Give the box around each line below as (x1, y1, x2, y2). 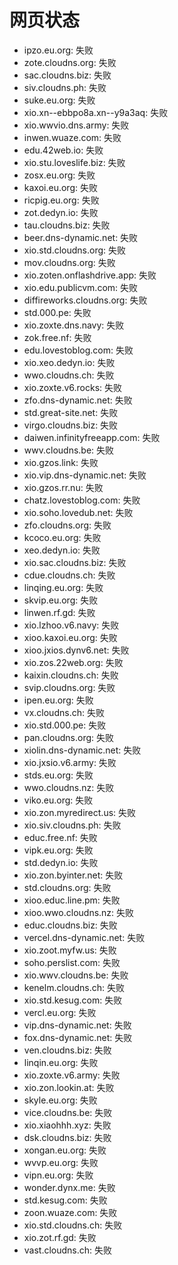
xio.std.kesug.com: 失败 (23, 994, 123, 1006)
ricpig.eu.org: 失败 (23, 194, 100, 206)
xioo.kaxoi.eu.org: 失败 (23, 631, 118, 643)
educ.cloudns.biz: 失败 (23, 919, 118, 931)
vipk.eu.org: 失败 (23, 844, 94, 856)
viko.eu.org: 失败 (23, 794, 94, 806)
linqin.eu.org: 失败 (23, 1056, 99, 1068)
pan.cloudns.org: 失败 (23, 731, 114, 743)
